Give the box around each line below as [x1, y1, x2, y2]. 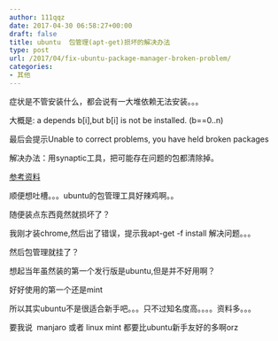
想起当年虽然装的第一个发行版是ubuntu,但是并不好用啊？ [9, 265, 216, 275]
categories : [9, 63, 53, 72]
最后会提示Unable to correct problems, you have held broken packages [9, 134, 269, 144]
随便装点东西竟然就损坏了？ [9, 209, 111, 220]
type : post [9, 46, 50, 55]
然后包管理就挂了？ [9, 246, 80, 257]
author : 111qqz [9, 12, 66, 22]
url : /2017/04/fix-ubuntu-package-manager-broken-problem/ [9, 54, 232, 63]
